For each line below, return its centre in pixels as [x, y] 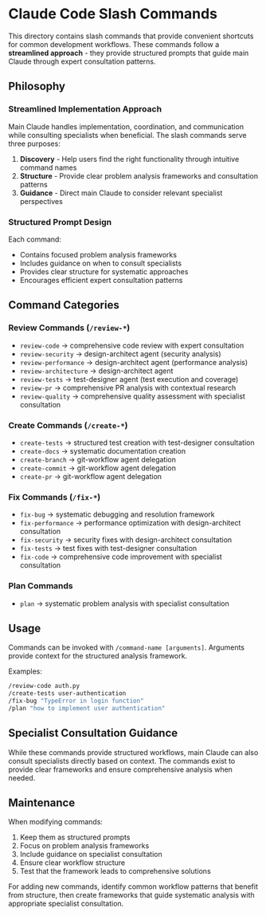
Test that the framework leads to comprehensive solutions [115, 871]
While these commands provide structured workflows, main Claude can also [133, 752]
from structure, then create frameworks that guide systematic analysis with [131, 895]
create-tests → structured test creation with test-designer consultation [137, 442]
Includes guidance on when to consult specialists [100, 263]
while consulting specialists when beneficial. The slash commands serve [127, 135]
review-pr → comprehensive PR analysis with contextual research [128, 387]
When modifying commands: [56, 822]
